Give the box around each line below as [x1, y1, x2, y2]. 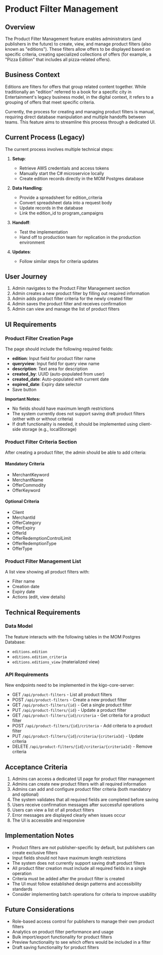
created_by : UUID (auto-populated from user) [12, 371, 105, 377]
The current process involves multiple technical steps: [5, 146, 114, 152]
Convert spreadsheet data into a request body [19, 199, 112, 206]
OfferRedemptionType [12, 540, 57, 546]
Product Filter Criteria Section [5, 439, 77, 446]
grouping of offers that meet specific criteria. [5, 99, 95, 105]
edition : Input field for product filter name [12, 356, 96, 361]
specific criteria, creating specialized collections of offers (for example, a [5, 51, 152, 57]
